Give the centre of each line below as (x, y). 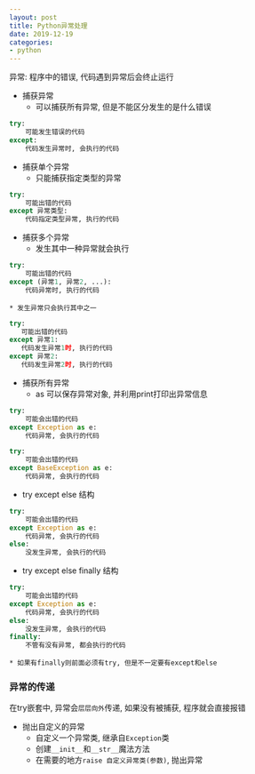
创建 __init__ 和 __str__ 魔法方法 (92, 749)
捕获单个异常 (45, 166)
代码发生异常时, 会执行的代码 (72, 148)
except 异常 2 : (34, 356)
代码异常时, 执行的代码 (62, 290)
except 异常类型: (39, 211)
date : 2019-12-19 (41, 34)
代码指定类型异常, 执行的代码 (72, 219)
